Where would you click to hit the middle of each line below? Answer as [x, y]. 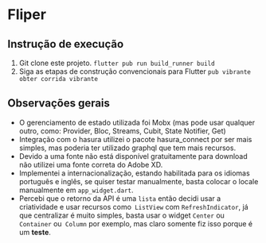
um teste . [35, 232]
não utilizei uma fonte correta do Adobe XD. [91, 164]
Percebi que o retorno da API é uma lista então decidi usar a [120, 198]
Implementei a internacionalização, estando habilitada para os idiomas [134, 173]
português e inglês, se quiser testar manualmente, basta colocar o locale [139, 181]
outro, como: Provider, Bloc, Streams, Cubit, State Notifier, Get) [122, 131]
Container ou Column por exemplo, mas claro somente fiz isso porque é [135, 223]
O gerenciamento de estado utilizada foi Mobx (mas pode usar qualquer [137, 122]
